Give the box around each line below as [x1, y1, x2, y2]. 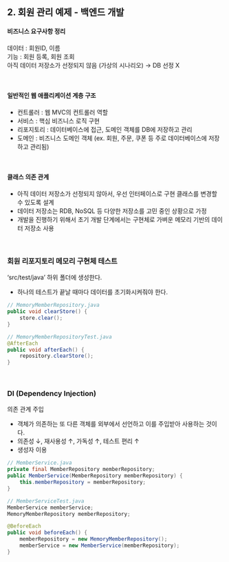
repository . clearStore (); [19, 352, 94, 360]
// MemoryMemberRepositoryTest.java [7, 333, 112, 340]
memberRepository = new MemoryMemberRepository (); [19, 536, 168, 543]
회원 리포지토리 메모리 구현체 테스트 [7, 256, 118, 265]
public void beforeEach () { [7, 530, 88, 536]
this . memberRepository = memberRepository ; [19, 479, 146, 486]
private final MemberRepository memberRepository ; [7, 466, 155, 473]
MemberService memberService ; [7, 504, 94, 511]
